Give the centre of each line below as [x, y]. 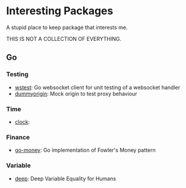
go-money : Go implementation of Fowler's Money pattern [85, 150]
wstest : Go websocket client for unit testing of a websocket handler [97, 87]
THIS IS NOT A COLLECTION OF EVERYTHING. [64, 39]
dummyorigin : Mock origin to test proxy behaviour [76, 94]
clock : [22, 122]
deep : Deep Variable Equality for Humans [65, 179]
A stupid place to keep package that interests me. [67, 27]
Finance [18, 137]
